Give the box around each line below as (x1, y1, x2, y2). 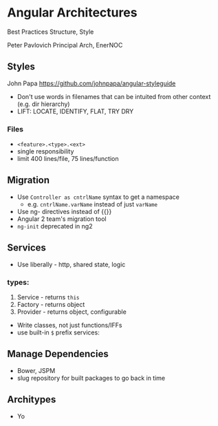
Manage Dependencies (7, 348, 109, 360)
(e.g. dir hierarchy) (17, 100, 70, 108)
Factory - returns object (17, 300, 85, 308)
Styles (7, 61, 36, 73)
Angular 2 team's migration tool (17, 215, 107, 223)
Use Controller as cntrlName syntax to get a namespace (17, 193, 180, 201)
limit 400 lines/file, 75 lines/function (17, 155, 119, 163)
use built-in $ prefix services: (17, 328, 100, 337)
